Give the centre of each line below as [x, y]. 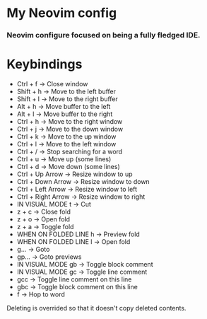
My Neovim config [62, 13]
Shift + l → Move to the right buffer [67, 99]
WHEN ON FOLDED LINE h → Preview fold [78, 234]
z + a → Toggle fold [45, 227]
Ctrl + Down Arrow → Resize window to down [83, 182]
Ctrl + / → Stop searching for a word [70, 152]
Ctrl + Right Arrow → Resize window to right [81, 197]
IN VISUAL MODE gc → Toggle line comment [82, 272]
